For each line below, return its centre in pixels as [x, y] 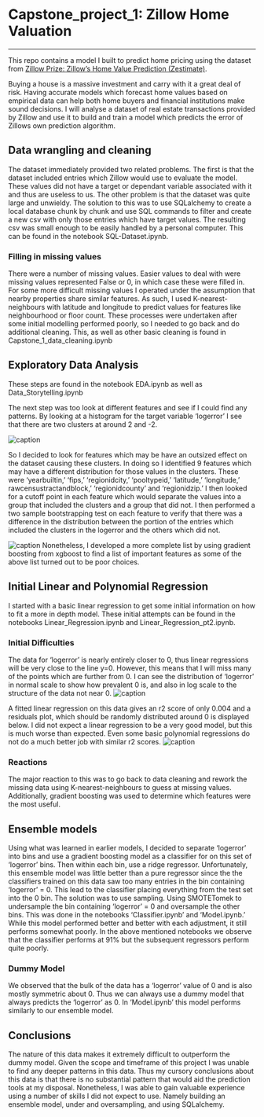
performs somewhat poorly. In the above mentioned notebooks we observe [130, 931]
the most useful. [35, 804]
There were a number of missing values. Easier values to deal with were [125, 274]
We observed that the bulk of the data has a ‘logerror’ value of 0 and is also [130, 986]
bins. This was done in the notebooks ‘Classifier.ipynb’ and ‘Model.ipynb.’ [127, 915]
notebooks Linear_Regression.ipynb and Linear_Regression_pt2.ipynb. [122, 622]
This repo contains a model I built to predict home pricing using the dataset [130, 60]
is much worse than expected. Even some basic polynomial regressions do [129, 733]
